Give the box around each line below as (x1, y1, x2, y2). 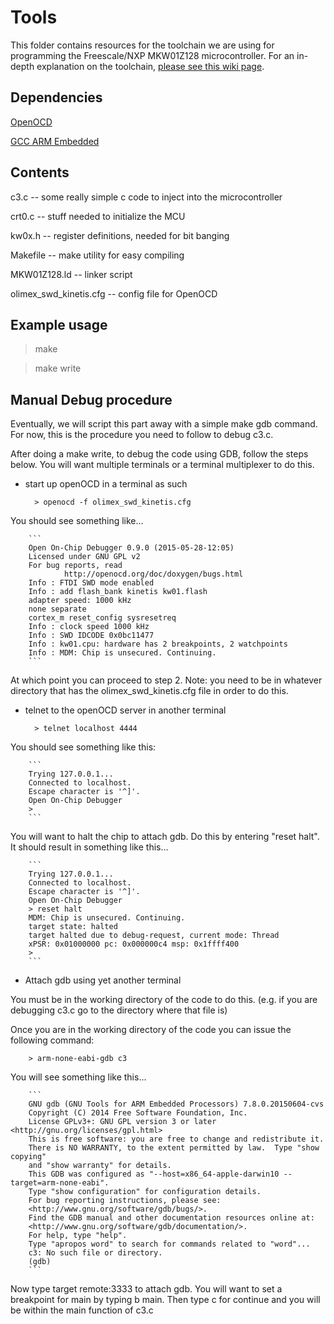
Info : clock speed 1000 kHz (28, 622, 150, 632)
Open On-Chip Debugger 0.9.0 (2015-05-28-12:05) (28, 543, 235, 553)
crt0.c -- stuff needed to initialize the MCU (10, 210, 186, 222)
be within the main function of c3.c (10, 1304, 154, 1316)
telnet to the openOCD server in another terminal (24, 704, 227, 716)
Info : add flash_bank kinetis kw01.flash (28, 587, 208, 597)
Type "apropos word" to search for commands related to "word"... (28, 1239, 311, 1250)
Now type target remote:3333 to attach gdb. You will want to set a (10, 1283, 283, 1295)
